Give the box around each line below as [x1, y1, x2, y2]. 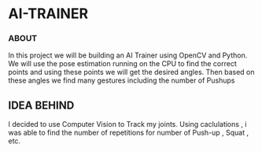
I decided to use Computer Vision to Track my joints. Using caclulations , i [8, 120, 247, 129]
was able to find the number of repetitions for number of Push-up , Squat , [8, 128, 249, 138]
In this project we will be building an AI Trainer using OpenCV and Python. [8, 50, 248, 60]
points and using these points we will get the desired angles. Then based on [8, 68, 255, 77]
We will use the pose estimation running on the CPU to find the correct [8, 59, 238, 69]
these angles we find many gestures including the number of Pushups [8, 76, 235, 85]
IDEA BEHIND [8, 98, 75, 112]
